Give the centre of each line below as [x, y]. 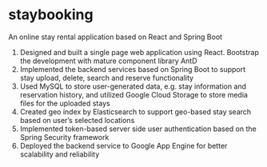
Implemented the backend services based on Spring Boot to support [133, 69]
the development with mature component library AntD [108, 61]
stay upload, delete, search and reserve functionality [107, 78]
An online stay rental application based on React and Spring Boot [115, 37]
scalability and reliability [60, 154]
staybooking [51, 15]
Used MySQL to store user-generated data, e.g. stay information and [133, 86]
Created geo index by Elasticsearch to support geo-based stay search [135, 111]
